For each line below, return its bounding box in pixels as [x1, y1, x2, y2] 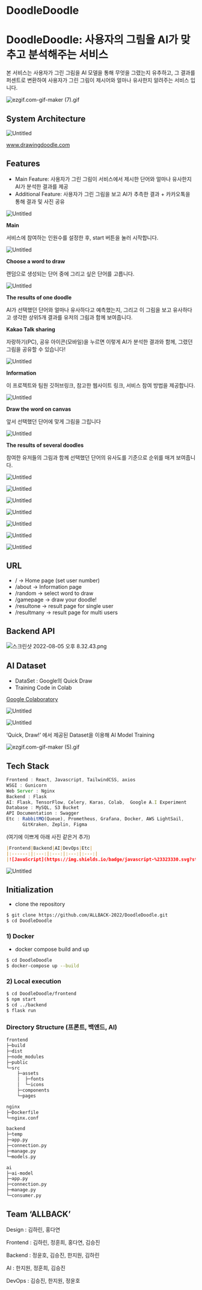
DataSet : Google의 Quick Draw [14, 677, 93, 684]
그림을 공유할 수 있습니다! [6, 345, 66, 352]
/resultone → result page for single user [14, 602, 114, 609]
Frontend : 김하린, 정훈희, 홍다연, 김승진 [6, 1238, 100, 1245]
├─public [6, 1059, 28, 1065]
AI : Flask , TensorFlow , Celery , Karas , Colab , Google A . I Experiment [6, 799, 187, 805]
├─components [17, 1087, 50, 1093]
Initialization [6, 885, 54, 895]
